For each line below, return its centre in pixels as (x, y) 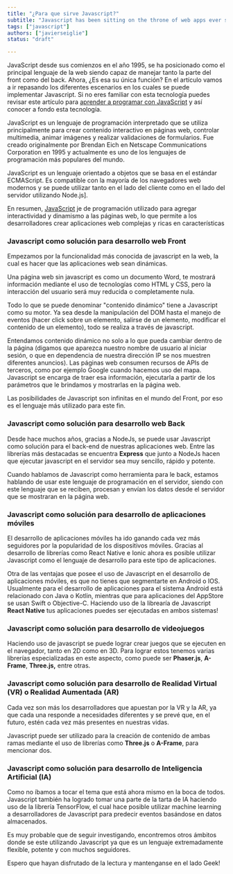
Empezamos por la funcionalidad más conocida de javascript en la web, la (113, 256)
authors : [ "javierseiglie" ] (48, 33)
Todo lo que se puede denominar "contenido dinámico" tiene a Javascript (112, 305)
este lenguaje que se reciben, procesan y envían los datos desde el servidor (116, 489)
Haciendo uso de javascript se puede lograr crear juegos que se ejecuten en (116, 644)
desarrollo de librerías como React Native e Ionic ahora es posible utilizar (112, 553)
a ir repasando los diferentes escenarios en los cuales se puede (98, 87)
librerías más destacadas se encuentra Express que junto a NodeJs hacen (114, 453)
